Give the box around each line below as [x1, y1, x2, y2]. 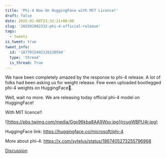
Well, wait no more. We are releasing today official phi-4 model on [5, 95, 140, 101]
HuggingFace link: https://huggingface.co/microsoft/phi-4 [5, 129, 124, 135]
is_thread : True [9, 60, 43, 65]
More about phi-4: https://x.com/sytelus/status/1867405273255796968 [5, 138, 152, 144]
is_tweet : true [5, 40, 37, 45]
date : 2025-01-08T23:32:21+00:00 [5, 18, 74, 23]
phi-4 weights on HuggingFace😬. [5, 85, 73, 91]
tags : [5, 29, 16, 34]
